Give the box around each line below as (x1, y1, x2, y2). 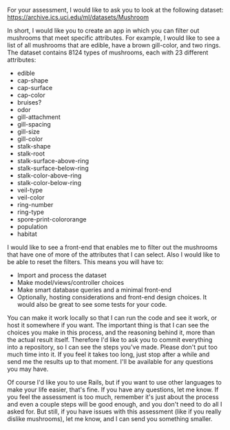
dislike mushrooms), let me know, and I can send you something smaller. (7, 415, 213, 422)
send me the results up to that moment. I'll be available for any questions (7, 358, 213, 365)
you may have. (7, 365, 49, 373)
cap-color (17, 91, 46, 99)
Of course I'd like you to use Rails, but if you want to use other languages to (7, 378, 222, 386)
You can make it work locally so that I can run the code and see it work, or (7, 314, 218, 322)
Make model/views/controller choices (17, 279, 125, 286)
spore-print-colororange (17, 215, 87, 223)
